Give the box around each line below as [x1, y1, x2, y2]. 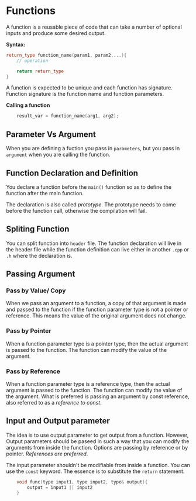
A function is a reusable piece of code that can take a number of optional [6, 23, 183, 30]
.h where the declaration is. [6, 252, 73, 259]
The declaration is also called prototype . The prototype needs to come [6, 201, 177, 208]
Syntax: [6, 41, 26, 48]
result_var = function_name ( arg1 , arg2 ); [16, 113, 119, 119]
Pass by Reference [6, 367, 60, 375]
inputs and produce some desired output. [6, 29, 106, 36]
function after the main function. [6, 189, 84, 196]
